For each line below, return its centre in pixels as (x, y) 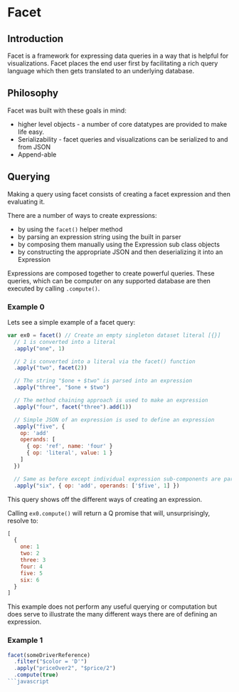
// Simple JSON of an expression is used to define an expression (114, 420)
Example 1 (25, 640)
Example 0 (26, 307)
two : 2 (30, 554)
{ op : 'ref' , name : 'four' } (69, 446)
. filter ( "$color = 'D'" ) (51, 662)
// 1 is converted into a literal (65, 342)
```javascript (28, 682)
